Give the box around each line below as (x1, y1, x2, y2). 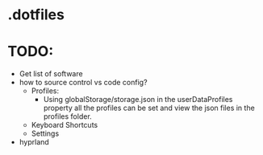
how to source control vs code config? (19, 78, 148, 88)
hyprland (19, 137, 49, 147)
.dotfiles (7, 6, 65, 24)
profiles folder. (43, 112, 92, 121)
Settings (31, 128, 60, 138)
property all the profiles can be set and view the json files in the (43, 103, 255, 113)
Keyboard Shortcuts (31, 120, 98, 130)
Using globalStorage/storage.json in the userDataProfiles (43, 95, 233, 104)
